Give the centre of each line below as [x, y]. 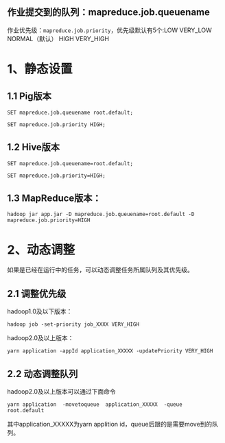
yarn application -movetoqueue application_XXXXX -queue [95, 405]
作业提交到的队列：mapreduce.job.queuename [109, 12]
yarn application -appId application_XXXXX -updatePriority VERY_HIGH [110, 351]
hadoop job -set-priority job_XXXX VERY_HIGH [73, 324]
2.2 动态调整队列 [43, 373]
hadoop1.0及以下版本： [40, 311]
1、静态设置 [40, 69]
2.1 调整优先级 [37, 294]
